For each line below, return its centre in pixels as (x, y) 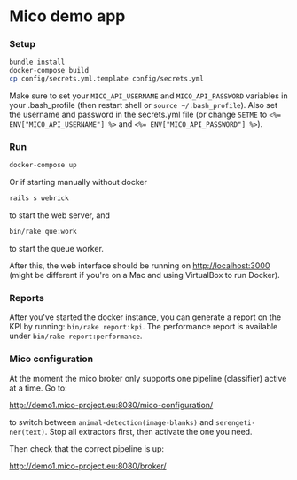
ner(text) (27, 432)
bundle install (37, 62)
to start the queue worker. (57, 249)
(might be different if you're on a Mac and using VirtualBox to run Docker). (145, 275)
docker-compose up (43, 166)
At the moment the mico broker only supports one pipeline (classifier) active (148, 378)
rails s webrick (39, 198)
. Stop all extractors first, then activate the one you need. (148, 431)
